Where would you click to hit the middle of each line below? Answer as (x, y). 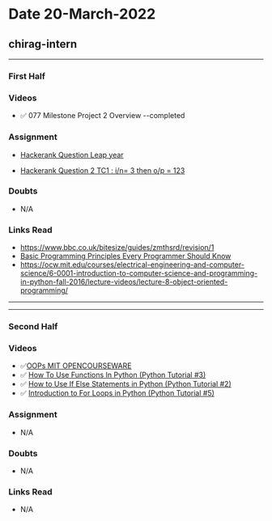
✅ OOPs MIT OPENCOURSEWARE (76, 366)
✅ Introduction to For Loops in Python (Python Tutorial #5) (117, 393)
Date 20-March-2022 (82, 14)
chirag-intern (43, 44)
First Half (27, 76)
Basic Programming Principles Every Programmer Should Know (125, 256)
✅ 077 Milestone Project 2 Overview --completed (102, 116)
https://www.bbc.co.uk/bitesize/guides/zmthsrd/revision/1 (117, 248)
